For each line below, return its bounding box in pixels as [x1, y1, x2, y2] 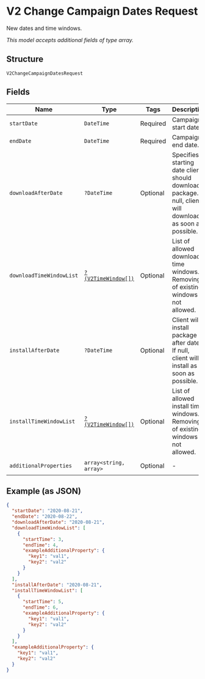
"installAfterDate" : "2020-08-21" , [12, 582, 103, 588]
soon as [171, 369, 195, 377]
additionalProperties [9, 462, 72, 469]
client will [171, 353, 200, 362]
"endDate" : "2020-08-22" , [12, 513, 78, 520]
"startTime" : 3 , [22, 536, 64, 542]
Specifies [171, 150, 200, 159]
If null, [171, 346, 190, 354]
